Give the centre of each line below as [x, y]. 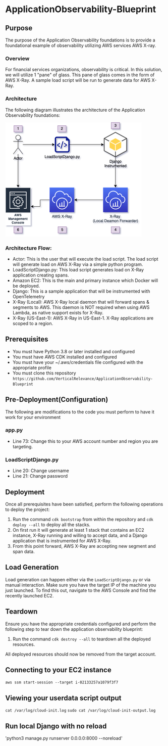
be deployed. [26, 286]
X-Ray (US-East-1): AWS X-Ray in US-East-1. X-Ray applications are [83, 318]
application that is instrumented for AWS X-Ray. [62, 541]
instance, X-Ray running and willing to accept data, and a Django [80, 535]
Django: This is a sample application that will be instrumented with [81, 291]
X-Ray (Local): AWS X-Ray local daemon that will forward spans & [81, 302]
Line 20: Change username [41, 471]
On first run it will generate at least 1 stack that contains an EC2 [78, 530]
